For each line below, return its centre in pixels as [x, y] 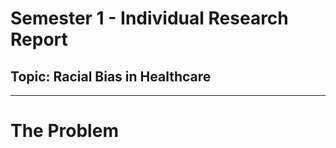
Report [39, 39]
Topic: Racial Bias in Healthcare [111, 76]
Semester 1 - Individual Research [149, 18]
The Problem [64, 131]
